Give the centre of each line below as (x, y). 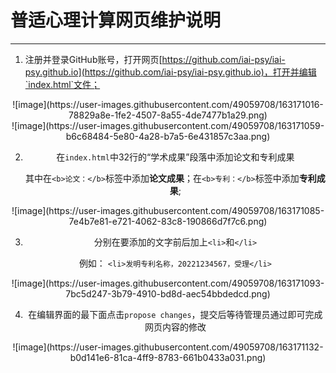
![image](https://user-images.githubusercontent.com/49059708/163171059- (168, 125)
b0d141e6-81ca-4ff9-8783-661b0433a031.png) (168, 357)
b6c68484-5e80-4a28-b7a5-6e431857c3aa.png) (168, 136)
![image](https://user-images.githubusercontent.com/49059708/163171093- (168, 283)
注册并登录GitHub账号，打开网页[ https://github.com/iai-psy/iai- (155, 59)
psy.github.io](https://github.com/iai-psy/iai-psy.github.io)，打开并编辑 (170, 72)
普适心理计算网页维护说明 (116, 20)
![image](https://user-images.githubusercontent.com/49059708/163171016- (168, 104)
